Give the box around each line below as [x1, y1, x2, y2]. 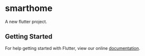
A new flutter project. [5, 19, 47, 24]
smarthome [5, 3, 53, 14]
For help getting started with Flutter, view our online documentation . [5, 45, 140, 51]
